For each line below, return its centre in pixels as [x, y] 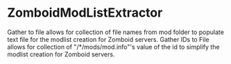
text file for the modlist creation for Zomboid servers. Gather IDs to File [108, 39]
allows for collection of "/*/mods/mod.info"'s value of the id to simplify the [113, 47]
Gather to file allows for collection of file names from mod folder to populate [115, 32]
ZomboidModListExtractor [85, 13]
